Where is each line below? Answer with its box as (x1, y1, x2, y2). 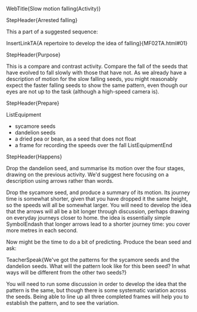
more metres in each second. (6, 227, 79, 234)
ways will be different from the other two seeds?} (6, 269, 127, 276)
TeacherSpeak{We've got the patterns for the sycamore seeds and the (6, 256, 180, 263)
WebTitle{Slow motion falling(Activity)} (6, 5, 101, 12)
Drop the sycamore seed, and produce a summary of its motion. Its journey (6, 189, 190, 196)
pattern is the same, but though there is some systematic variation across (6, 287, 186, 294)
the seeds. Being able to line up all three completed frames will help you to (6, 293, 189, 300)
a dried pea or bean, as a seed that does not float (14, 135, 136, 142)
